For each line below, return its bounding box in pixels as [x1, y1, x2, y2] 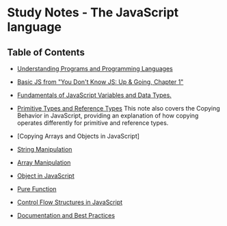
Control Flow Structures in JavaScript [16, 198, 123, 206]
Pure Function [16, 185, 57, 193]
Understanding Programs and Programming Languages [16, 65, 173, 72]
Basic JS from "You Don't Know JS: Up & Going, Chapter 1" [16, 78, 184, 86]
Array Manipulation [16, 158, 71, 167]
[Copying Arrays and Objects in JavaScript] [16, 132, 140, 140]
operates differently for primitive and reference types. [16, 119, 169, 127]
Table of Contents [7, 46, 85, 58]
